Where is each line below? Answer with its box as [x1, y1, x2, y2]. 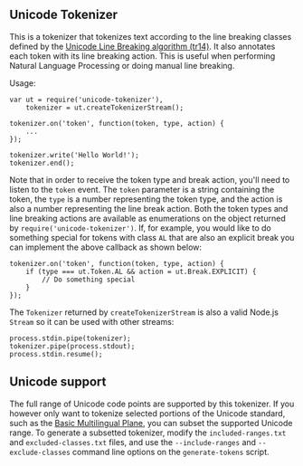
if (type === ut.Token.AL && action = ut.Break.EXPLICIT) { [25, 267, 257, 276]
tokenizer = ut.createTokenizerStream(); [25, 103, 184, 112]
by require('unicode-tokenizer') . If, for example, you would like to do [9, 222, 271, 233]
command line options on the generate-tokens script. [71, 446, 270, 457]
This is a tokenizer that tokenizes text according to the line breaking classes [9, 31, 292, 42]
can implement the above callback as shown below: [9, 242, 202, 252]
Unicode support [9, 375, 107, 390]
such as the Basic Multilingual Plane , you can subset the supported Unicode [9, 417, 293, 428]
